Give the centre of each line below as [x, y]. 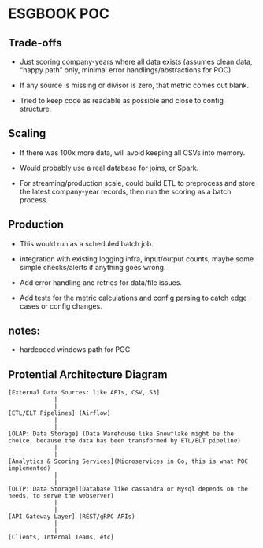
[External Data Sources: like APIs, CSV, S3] [84, 393]
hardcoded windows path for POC [75, 350]
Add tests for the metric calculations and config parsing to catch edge [133, 298]
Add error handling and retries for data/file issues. [101, 282]
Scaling [27, 133]
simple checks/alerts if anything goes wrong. [93, 267]
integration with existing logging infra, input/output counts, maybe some [137, 259]
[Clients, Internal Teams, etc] [61, 537]
